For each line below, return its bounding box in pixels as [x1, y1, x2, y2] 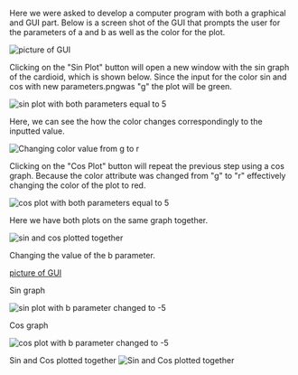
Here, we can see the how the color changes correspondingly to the [9, 117, 264, 127]
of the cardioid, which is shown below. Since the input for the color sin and [9, 71, 287, 82]
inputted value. [9, 126, 65, 136]
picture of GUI [9, 267, 62, 278]
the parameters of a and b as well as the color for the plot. [9, 27, 226, 37]
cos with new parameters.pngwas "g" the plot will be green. [9, 81, 233, 91]
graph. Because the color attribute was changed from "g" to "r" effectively [9, 171, 286, 181]
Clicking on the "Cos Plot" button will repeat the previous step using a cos [9, 161, 284, 171]
